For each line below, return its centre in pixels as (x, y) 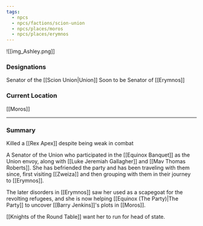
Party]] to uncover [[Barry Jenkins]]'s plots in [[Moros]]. (76, 205)
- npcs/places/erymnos (40, 34)
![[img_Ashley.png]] (31, 51)
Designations (26, 67)
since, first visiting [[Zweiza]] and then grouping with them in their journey (98, 174)
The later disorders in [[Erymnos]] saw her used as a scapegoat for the (95, 192)
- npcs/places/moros (37, 29)
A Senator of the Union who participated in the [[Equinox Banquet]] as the (98, 155)
